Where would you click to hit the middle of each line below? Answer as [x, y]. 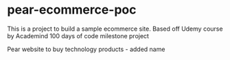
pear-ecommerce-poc [72, 10]
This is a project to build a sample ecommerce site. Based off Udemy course [115, 29]
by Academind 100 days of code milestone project [78, 35]
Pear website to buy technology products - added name [86, 49]
